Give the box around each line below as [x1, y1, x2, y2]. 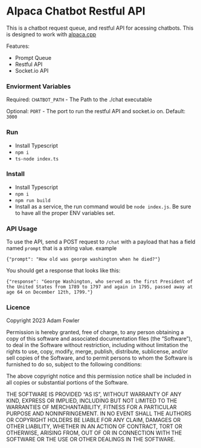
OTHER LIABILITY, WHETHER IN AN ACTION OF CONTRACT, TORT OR [6, 423, 182, 430]
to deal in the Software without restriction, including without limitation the [6, 341, 188, 349]
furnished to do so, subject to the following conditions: [6, 361, 142, 368]
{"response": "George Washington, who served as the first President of [6, 278, 193, 285]
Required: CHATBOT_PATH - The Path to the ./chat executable [6, 96, 152, 104]
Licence [6, 303, 30, 312]
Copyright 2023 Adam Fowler [6, 317, 80, 324]
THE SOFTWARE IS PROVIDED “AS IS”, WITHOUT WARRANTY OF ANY [6, 390, 182, 398]
